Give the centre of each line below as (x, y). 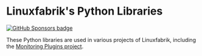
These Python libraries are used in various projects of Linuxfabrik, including (101, 40)
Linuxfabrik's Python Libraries (85, 11)
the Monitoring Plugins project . (45, 46)
